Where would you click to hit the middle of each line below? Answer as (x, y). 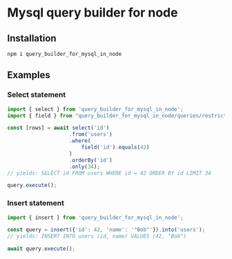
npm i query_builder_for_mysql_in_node (65, 54)
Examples (29, 75)
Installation (32, 38)
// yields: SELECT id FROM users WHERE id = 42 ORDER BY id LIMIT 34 (109, 173)
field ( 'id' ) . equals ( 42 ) (115, 147)
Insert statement (36, 203)
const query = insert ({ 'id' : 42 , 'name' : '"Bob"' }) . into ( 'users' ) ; (106, 230)
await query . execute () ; (41, 249)
